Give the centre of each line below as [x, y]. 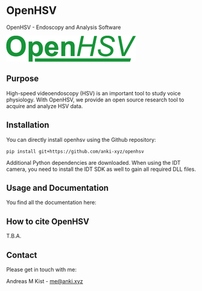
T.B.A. [14, 236]
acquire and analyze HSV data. [45, 106]
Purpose [23, 79]
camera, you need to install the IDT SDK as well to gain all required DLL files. [101, 169]
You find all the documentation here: [51, 202]
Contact [22, 255]
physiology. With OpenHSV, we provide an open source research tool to [95, 100]
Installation [28, 125]
